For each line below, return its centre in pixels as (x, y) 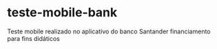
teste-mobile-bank (62, 13)
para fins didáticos (33, 38)
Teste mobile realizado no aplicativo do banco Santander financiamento (109, 31)
